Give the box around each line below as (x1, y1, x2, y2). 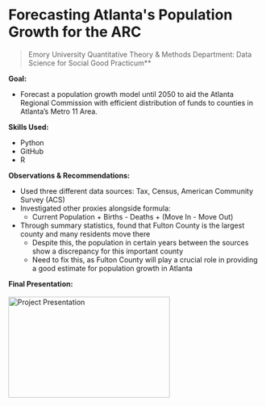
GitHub (19, 146, 44, 156)
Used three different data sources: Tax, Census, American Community (19, 186, 254, 195)
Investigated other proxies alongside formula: (19, 203, 171, 213)
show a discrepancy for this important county (31, 246, 184, 256)
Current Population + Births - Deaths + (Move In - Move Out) (31, 211, 234, 221)
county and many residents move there (19, 228, 151, 239)
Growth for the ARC (8, 23, 142, 41)
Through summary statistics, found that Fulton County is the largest (19, 220, 245, 230)
